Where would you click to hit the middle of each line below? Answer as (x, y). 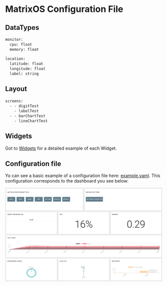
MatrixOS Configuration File (64, 9)
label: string (24, 74)
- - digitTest (24, 106)
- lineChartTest (31, 121)
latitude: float (26, 64)
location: (15, 59)
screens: (14, 101)
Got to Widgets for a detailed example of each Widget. (61, 148)
